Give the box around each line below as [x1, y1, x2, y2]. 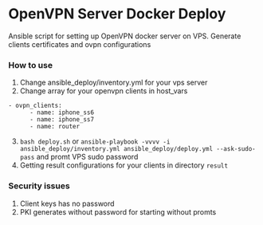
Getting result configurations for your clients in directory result [19, 160, 229, 170]
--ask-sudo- [216, 145, 257, 153]
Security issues [8, 180, 70, 191]
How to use [8, 59, 53, 70]
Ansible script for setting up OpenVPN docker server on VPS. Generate [8, 31, 241, 41]
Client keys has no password [19, 199, 115, 208]
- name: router [29, 123, 80, 131]
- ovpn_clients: [8, 101, 62, 110]
